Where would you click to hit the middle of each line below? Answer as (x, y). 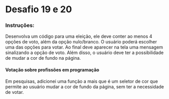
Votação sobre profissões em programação (52, 70)
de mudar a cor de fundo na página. (43, 58)
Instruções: (20, 26)
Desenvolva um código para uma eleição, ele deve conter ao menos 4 (79, 36)
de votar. (15, 92)
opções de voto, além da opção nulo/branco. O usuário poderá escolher (81, 42)
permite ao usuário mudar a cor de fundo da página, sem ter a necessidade (85, 86)
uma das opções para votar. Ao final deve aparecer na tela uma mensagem (84, 47)
